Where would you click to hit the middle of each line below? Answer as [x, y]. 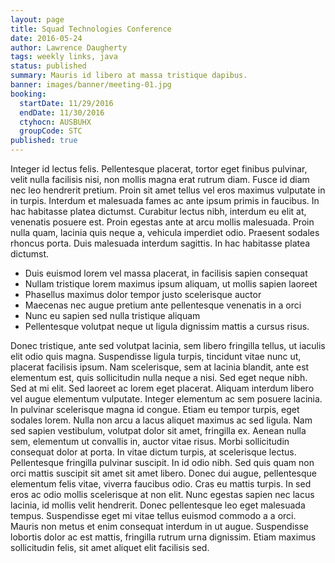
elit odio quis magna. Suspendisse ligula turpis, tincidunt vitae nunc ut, [156, 356]
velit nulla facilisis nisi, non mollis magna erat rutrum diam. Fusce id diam [160, 179]
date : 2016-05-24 [46, 38]
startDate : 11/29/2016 [66, 103]
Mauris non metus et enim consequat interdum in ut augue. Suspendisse [159, 526]
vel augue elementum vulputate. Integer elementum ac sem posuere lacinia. [166, 399]
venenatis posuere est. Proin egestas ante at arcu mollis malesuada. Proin [162, 222]
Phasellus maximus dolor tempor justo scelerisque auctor [143, 294]
